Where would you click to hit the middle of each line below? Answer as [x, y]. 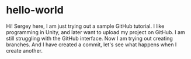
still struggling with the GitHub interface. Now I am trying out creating [90, 38]
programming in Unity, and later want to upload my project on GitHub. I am [95, 32]
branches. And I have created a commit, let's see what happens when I [91, 45]
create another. [24, 50]
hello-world [35, 10]
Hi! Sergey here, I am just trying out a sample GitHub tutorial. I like [85, 26]
